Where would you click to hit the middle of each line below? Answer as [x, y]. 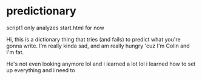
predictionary [42, 11]
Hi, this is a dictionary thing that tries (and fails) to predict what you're [93, 39]
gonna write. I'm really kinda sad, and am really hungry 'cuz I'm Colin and [98, 46]
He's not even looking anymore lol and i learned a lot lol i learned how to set [101, 64]
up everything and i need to [41, 70]
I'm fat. [15, 52]
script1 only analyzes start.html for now [55, 28]
